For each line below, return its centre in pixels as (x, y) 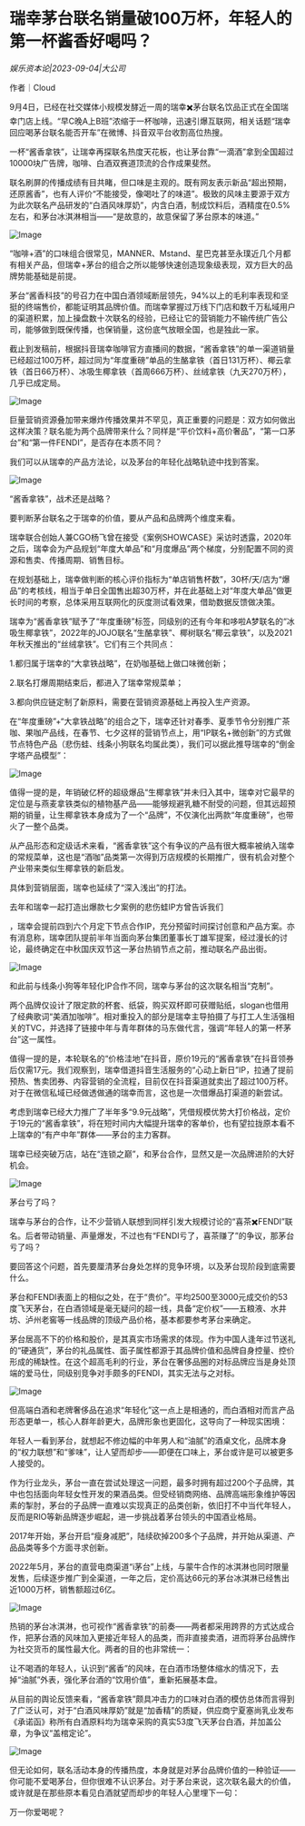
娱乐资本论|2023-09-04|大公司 (68, 68)
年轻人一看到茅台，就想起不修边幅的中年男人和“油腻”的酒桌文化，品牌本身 (148, 1440)
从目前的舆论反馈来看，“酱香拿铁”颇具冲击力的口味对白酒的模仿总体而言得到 (152, 1699)
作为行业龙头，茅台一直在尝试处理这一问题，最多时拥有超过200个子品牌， (148, 1483)
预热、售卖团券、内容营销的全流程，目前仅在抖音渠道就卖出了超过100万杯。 (151, 1081)
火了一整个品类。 (41, 826)
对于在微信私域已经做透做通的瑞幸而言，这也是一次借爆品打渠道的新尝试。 (148, 1092)
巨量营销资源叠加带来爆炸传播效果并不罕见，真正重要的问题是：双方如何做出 (152, 420)
